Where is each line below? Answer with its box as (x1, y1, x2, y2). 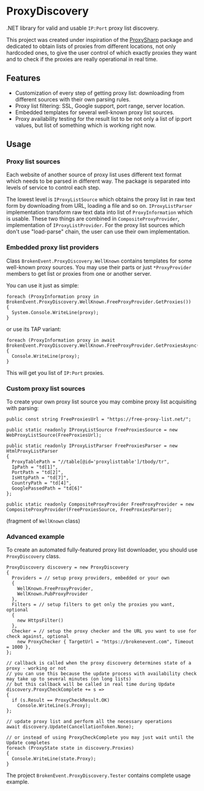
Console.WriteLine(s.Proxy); (17, 703, 91, 709)
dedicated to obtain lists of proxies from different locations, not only (6, 43, 176, 50)
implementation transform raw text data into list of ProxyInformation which (6, 208, 193, 216)
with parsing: (6, 405, 39, 412)
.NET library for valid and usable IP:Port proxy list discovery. (6, 24, 159, 32)
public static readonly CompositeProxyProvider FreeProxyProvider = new (6, 501, 194, 508)
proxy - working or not (6, 665, 67, 672)
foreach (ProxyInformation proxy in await (6, 337, 115, 343)
